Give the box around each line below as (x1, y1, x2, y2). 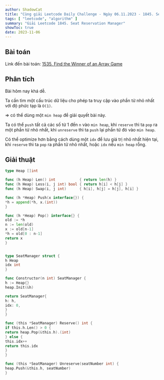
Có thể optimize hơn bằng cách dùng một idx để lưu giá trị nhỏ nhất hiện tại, (5, 136, 159, 142)
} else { (5, 334, 23, 339)
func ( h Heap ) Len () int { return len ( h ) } (5, 177, 117, 182)
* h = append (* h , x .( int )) (5, 200, 58, 205)
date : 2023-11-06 (5, 30, 41, 35)
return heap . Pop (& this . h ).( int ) (5, 330, 71, 335)
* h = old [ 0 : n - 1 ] (5, 232, 42, 236)
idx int (5, 262, 21, 268)
